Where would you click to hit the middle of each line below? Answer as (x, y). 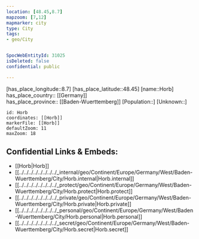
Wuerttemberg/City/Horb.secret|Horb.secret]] (71, 229)
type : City (20, 28)
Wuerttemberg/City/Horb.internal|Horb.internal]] (74, 179)
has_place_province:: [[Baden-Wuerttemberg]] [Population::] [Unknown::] (97, 102)
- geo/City (20, 39)
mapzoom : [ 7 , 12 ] (26, 17)
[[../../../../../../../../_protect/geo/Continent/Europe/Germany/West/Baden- (103, 185)
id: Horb (17, 112)
